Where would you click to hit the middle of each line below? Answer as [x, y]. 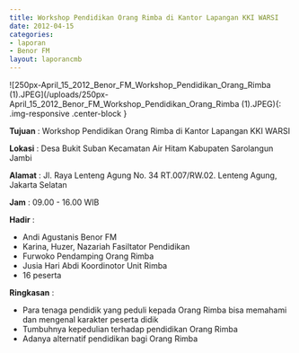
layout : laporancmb [46, 59]
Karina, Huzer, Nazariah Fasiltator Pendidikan [106, 247]
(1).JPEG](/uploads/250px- [59, 94]
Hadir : [22, 220]
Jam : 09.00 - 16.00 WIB [54, 202]
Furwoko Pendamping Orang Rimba [88, 256]
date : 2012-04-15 [42, 26]
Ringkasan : [32, 292]
